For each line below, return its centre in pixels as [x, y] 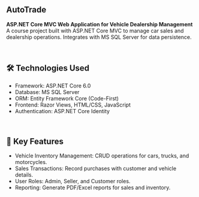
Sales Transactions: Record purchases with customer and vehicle [96, 169]
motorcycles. [31, 162]
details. [24, 175]
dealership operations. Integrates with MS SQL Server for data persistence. [99, 37]
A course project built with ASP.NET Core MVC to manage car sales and [95, 31]
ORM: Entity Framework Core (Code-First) [67, 98]
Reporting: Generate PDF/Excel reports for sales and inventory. [93, 187]
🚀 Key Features [35, 142]
